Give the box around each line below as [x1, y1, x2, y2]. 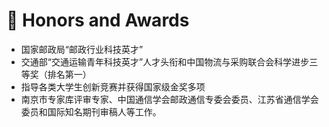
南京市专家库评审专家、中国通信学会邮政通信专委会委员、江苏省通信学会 [20, 93, 319, 105]
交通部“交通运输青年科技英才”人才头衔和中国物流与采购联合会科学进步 [20, 55, 310, 68]
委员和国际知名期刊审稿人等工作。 [20, 105, 162, 118]
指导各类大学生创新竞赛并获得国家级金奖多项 [20, 80, 206, 93]
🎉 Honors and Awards [6, 9, 190, 32]
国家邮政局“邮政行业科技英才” [20, 43, 144, 55]
